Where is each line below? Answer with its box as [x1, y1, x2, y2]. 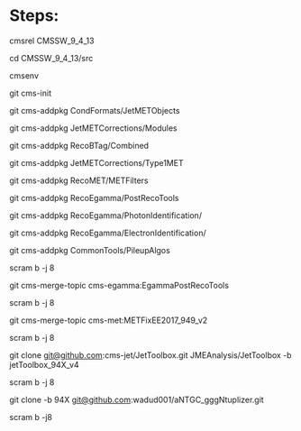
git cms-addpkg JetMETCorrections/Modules [9, 123, 178, 133]
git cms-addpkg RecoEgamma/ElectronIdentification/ [9, 227, 206, 238]
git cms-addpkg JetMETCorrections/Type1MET [9, 157, 184, 168]
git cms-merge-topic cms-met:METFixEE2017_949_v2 [9, 315, 208, 326]
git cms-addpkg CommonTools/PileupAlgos [9, 244, 171, 255]
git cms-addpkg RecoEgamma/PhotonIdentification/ [9, 209, 203, 221]
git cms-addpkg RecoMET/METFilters [9, 175, 149, 186]
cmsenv [9, 69, 39, 81]
